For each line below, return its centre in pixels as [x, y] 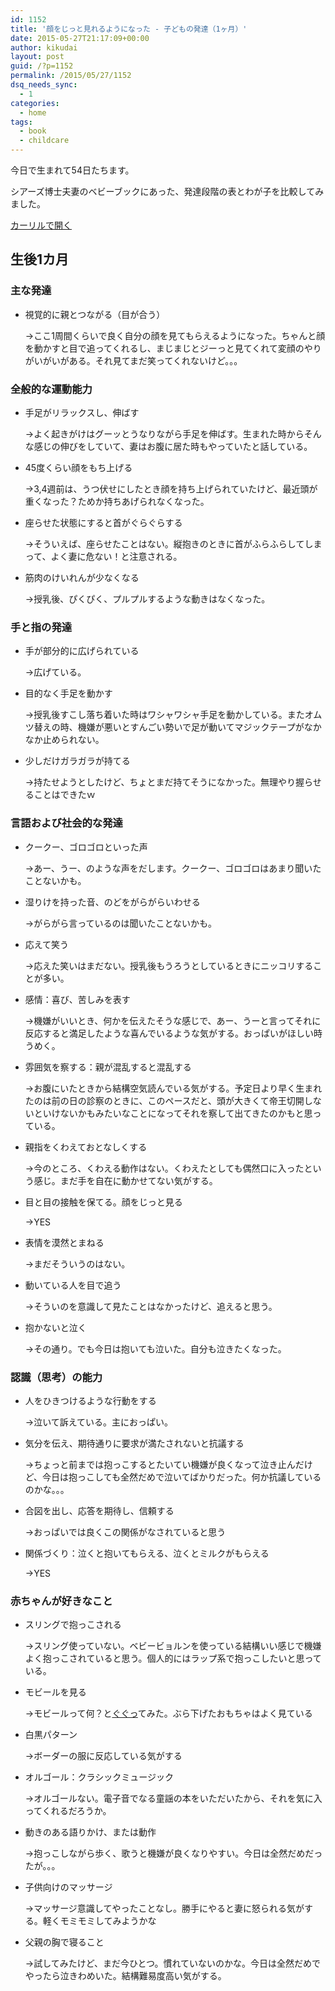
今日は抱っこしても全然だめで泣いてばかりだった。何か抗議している [182, 1477]
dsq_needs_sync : [44, 85]
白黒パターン [51, 1735]
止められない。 [73, 740]
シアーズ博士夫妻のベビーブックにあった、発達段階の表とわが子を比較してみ [167, 191]
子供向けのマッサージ [68, 1887]
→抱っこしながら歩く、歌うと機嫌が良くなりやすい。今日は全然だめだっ [173, 1853]
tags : [21, 122]
